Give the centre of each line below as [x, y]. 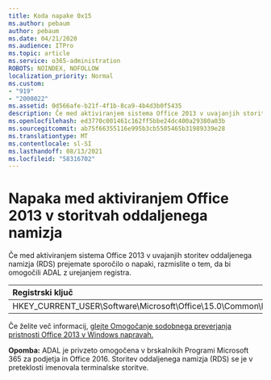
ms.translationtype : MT [48, 136]
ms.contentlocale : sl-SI [50, 144]
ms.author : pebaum [39, 23]
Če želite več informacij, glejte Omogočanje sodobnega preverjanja [120, 326]
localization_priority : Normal [61, 76]
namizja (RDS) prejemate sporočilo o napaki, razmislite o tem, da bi [120, 264]
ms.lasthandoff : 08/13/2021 [56, 151]
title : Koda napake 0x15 [50, 16]
